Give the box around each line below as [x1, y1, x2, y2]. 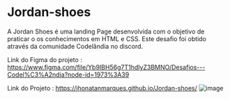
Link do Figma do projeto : [7, 55, 82, 63]
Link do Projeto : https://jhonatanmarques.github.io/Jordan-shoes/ [7, 84, 197, 92]
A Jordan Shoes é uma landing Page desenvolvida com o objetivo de [7, 27, 205, 36]
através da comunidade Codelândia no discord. [7, 42, 144, 50]
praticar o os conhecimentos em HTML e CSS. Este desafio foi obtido [7, 34, 207, 43]
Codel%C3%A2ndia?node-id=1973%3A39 [7, 70, 130, 79]
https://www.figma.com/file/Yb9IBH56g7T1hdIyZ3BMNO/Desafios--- [7, 63, 206, 71]
